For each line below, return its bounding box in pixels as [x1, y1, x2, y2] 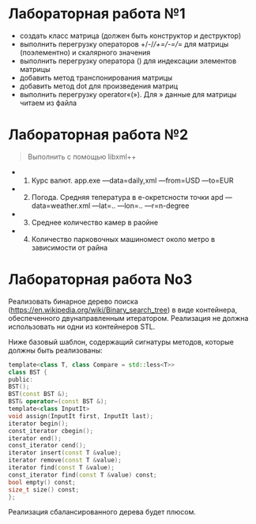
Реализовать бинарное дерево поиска [8, 296, 138, 306]
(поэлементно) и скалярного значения [19, 47, 151, 57]
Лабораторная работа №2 [8, 126, 189, 144]
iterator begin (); [8, 420, 69, 428]
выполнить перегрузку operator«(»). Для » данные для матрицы [19, 89, 237, 99]
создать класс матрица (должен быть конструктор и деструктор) [19, 31, 242, 40]
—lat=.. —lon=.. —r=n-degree [92, 201, 190, 210]
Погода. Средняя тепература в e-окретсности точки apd [31, 192, 224, 202]
